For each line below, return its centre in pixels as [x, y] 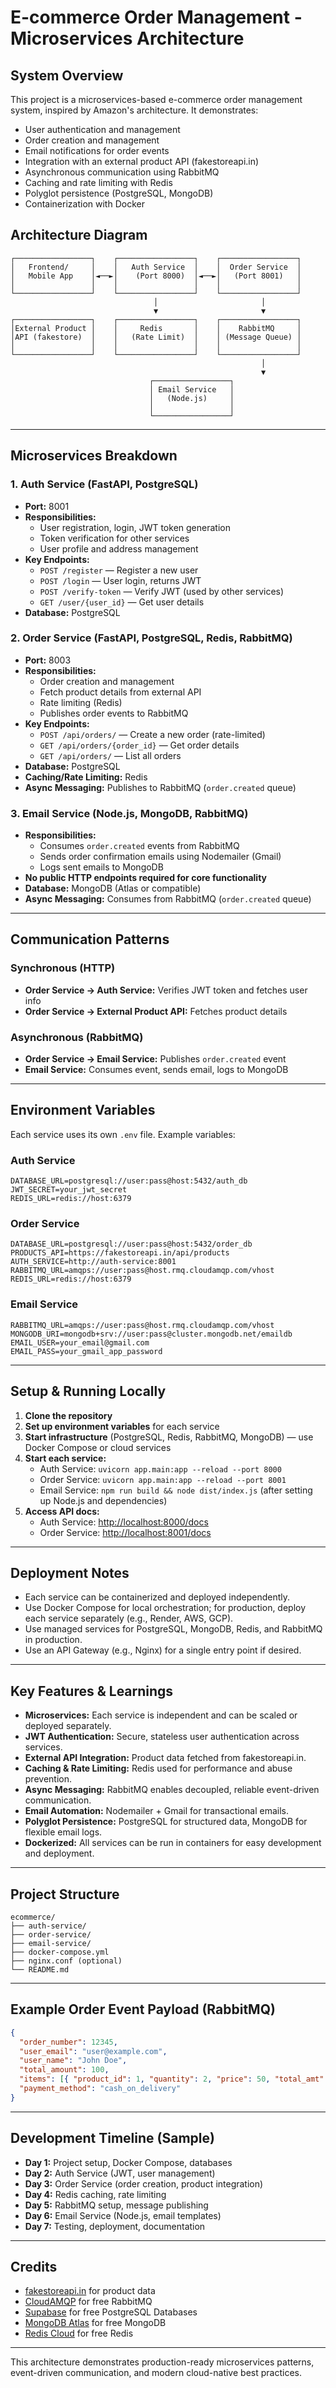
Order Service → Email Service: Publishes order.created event [155, 1059]
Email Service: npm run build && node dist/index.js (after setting [176, 1490]
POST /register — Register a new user [119, 570]
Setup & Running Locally [88, 1391]
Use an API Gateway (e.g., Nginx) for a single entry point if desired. [163, 1650]
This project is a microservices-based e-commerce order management [156, 99]
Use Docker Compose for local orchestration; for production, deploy [165, 1608]
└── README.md [40, 1970]
